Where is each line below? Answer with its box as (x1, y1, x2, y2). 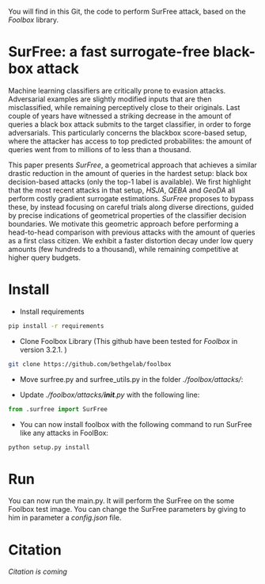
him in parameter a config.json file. (8, 513, 122, 522)
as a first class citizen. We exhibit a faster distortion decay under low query (8, 235, 254, 245)
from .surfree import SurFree (8, 405, 108, 413)
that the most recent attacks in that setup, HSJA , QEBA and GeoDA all (8, 185, 236, 195)
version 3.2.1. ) (19, 345, 67, 354)
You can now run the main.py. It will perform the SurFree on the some (8, 496, 235, 506)
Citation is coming (8, 567, 67, 577)
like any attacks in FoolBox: (19, 428, 109, 437)
